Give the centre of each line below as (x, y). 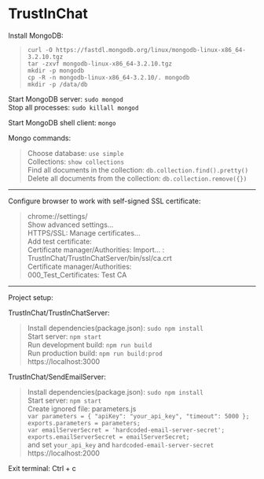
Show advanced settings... (70, 225)
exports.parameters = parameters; (84, 423)
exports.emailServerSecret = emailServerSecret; (108, 437)
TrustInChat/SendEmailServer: (57, 377)
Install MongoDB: (36, 35)
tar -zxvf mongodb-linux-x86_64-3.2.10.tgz (100, 64)
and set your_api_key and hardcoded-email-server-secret (121, 444)
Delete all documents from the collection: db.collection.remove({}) (137, 178)
